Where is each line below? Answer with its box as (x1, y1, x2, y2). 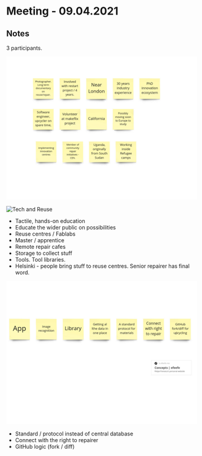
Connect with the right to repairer (15, 437, 99, 443)
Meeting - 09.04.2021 (6, 4, 119, 18)
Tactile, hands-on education (15, 217, 86, 225)
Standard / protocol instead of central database (15, 430, 134, 437)
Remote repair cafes (15, 243, 66, 250)
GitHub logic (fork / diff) (15, 443, 75, 450)
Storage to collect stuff (15, 249, 73, 257)
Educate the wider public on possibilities (15, 224, 116, 231)
